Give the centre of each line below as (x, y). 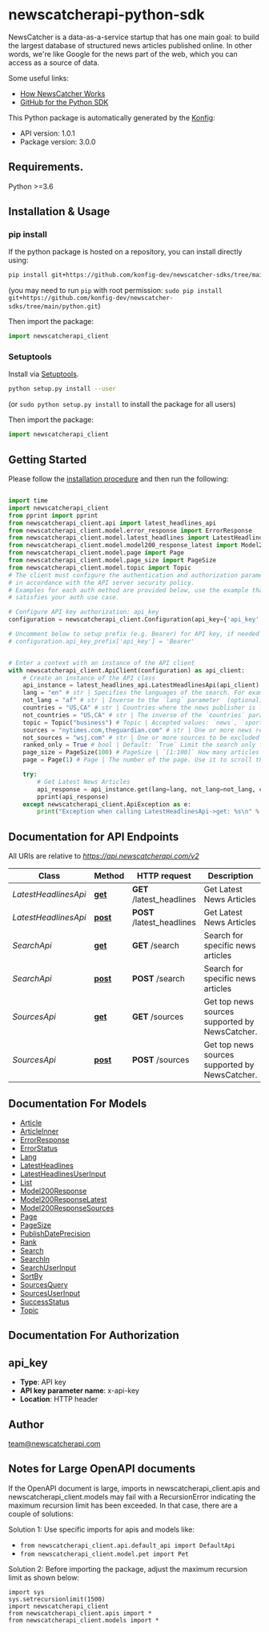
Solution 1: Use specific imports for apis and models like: (101, 1529)
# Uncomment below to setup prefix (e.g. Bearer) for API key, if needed (134, 634)
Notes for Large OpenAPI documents (102, 1469)
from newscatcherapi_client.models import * (84, 1620)
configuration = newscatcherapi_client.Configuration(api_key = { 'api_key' (134, 619)
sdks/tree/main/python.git (53, 307)
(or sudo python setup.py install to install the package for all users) (122, 404)
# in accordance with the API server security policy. (102, 583)
